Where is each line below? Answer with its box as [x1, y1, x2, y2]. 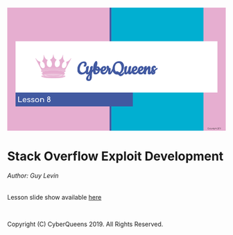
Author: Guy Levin [7, 171, 59, 180]
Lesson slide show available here [7, 193, 102, 201]
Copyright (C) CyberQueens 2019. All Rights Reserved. [7, 220, 164, 228]
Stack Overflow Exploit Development [7, 148, 224, 164]
